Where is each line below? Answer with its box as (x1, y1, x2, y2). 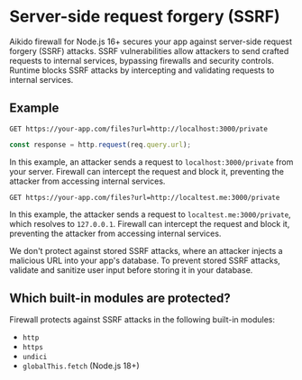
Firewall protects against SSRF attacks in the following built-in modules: (9, 314, 275, 325)
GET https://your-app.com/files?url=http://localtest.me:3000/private (9, 193, 280, 202)
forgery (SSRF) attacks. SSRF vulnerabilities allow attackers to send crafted (9, 45, 289, 56)
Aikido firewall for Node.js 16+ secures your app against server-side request (9, 36, 293, 47)
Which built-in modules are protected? (9, 291, 232, 306)
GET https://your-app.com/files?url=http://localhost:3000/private (9, 124, 269, 133)
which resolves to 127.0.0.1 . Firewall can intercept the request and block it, (9, 218, 290, 229)
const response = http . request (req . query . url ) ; (9, 140, 192, 149)
